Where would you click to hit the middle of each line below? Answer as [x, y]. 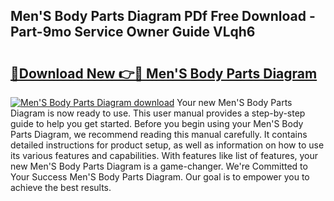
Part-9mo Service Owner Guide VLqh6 [133, 32]
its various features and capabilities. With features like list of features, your [164, 155]
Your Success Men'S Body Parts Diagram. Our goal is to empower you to [160, 177]
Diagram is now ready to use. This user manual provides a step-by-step [158, 113]
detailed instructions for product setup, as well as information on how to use [167, 145]
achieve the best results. [61, 187]
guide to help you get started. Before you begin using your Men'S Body [157, 123]
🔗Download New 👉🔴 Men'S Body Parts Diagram [164, 73]
